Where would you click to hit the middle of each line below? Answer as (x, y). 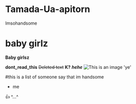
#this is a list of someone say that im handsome (55, 77)
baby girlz (27, 43)
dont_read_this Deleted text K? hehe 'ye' (68, 67)
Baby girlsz (17, 57)
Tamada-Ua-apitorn (48, 9)
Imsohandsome (21, 23)
